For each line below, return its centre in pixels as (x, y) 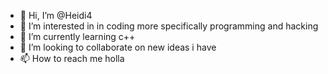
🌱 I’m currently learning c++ (77, 36)
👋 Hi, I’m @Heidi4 (56, 15)
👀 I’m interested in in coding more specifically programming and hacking (169, 26)
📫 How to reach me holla (72, 58)
